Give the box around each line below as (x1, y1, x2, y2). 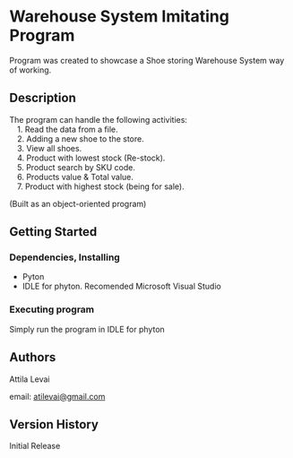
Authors (9, 350, 56, 365)
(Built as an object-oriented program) (9, 198, 147, 209)
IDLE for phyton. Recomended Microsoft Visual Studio (22, 281, 221, 292)
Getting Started (9, 224, 98, 239)
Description (9, 91, 76, 106)
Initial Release (9, 441, 61, 452)
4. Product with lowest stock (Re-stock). (17, 152, 166, 163)
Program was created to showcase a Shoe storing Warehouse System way (9, 55, 285, 65)
